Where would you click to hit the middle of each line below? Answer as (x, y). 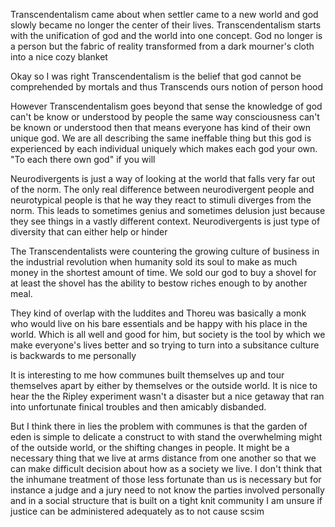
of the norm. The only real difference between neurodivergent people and (162, 189)
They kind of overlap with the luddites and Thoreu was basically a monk (158, 313)
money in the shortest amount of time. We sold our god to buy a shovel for (163, 272)
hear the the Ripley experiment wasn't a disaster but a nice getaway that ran (167, 396)
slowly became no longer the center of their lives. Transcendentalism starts (166, 25)
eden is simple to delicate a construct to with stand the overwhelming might (166, 437)
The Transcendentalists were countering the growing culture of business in (165, 251)
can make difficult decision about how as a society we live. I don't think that (166, 468)
